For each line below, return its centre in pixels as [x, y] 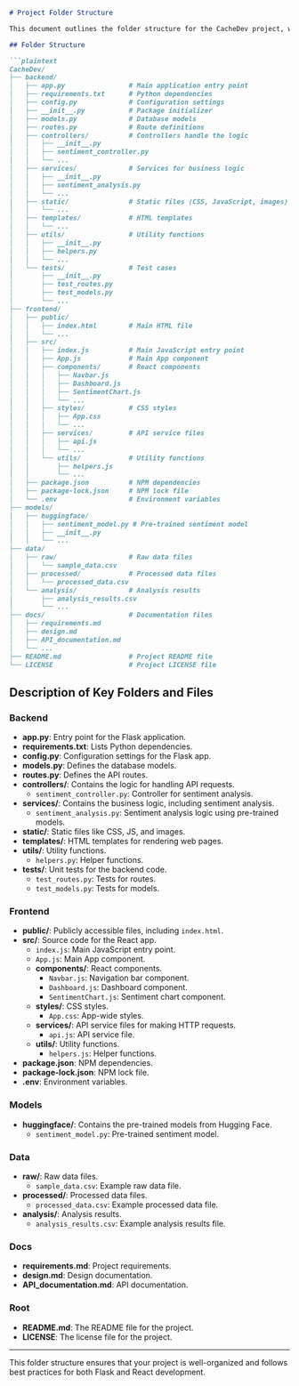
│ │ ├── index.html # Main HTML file [101, 326]
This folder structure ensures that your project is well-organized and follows [149, 1362]
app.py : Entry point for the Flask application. [104, 737]
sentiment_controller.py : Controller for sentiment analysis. [144, 794]
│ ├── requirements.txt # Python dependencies [111, 94]
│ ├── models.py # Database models [103, 119]
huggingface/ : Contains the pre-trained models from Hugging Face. [147, 1124]
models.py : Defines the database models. [99, 766]
